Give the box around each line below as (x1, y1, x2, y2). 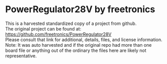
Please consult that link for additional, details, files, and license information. (5, 37, 163, 43)
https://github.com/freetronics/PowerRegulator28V (5, 31, 112, 37)
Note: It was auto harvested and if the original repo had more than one (5, 42, 152, 48)
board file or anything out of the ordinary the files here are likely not (5, 47, 147, 53)
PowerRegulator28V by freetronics (5, 4, 155, 15)
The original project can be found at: (5, 25, 81, 31)
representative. (5, 52, 37, 59)
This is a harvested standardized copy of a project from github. (5, 20, 137, 26)
